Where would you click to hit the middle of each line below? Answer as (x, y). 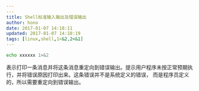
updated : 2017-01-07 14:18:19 (44, 34)
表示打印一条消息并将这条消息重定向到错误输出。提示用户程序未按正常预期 (97, 67)
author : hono (22, 22)
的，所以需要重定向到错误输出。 (45, 82)
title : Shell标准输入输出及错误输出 (46, 17)
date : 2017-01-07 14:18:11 (39, 28)
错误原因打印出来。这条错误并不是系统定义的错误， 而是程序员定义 (108, 74)
